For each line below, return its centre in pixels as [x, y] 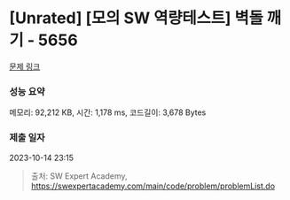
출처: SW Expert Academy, [79, 176]
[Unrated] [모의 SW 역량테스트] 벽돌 [136, 18]
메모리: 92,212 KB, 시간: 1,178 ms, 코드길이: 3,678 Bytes [108, 112]
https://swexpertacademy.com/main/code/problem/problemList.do [153, 186]
